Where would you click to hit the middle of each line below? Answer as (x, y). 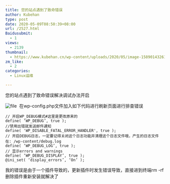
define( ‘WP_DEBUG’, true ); (36, 121)
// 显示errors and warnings (34, 151)
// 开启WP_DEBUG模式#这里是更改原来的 (41, 116)
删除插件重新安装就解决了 (32, 176)
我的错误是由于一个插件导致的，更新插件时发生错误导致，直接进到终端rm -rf (84, 170)
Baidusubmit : (19, 33)
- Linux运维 (22, 76)
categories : (18, 71)
